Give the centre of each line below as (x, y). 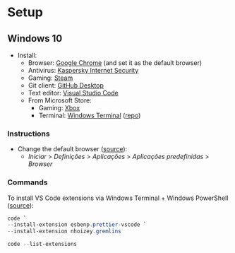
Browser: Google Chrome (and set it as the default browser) (115, 63)
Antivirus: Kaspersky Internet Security (83, 70)
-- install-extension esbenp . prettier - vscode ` (77, 225)
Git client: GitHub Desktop (66, 85)
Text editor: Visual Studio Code (73, 93)
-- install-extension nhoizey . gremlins (64, 231)
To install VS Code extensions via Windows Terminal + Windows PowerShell (118, 198)
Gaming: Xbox (59, 108)
